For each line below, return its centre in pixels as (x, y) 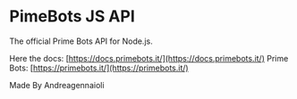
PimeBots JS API (72, 16)
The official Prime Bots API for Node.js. (81, 41)
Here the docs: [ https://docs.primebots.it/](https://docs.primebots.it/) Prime (149, 58)
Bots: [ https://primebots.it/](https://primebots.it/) (99, 68)
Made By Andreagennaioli (57, 85)
